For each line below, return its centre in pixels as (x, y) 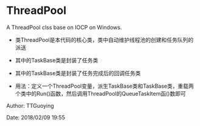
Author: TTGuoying (30, 105)
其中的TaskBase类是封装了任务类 (57, 60)
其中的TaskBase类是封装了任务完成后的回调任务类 (78, 73)
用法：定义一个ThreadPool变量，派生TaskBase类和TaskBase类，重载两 (104, 86)
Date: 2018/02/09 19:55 (36, 117)
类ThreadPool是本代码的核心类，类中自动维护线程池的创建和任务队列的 (104, 39)
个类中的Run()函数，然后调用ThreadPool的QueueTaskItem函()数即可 (101, 93)
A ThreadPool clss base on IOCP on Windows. (64, 27)
